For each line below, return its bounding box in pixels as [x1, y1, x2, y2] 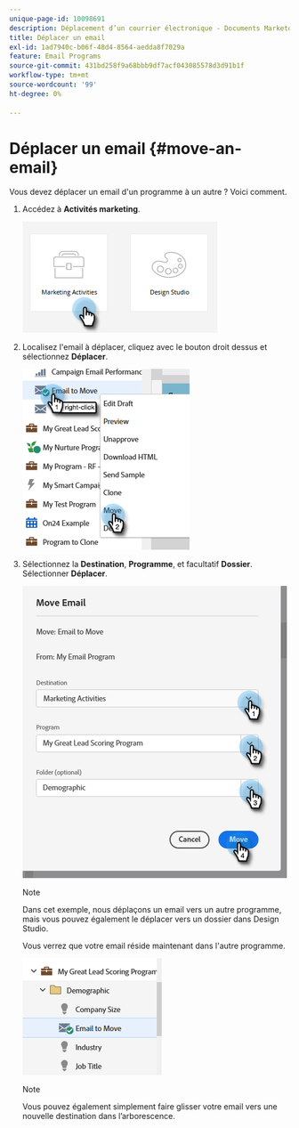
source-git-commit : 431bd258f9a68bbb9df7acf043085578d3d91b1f [9, 61, 245, 70]
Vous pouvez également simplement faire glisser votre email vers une [21, 1101, 278, 1112]
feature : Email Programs [9, 52, 101, 61]
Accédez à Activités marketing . [21, 204, 141, 215]
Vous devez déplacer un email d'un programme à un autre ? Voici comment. [9, 187, 287, 198]
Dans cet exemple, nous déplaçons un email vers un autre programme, [21, 905, 282, 915]
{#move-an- [149, 138, 242, 158]
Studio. [21, 923, 49, 934]
